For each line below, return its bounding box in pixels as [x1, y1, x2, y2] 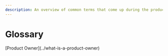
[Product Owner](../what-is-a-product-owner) [5, 45, 100, 51]
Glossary [5, 28, 44, 40]
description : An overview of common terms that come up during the [5, 7, 149, 12]
